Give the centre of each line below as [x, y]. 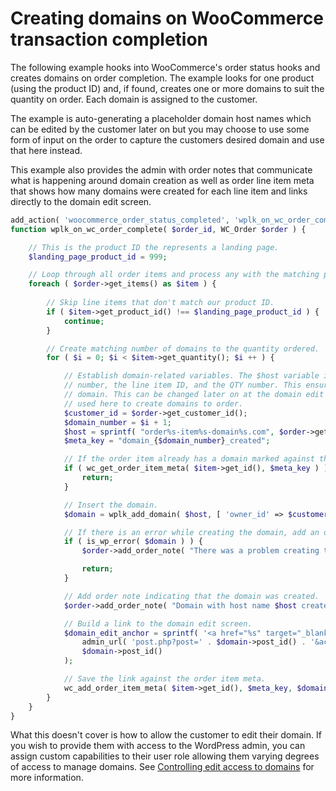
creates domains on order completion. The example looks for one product [162, 78]
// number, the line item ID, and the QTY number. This [182, 385]
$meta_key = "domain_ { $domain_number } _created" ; [167, 441]
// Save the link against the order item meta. [165, 679]
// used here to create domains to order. [153, 403]
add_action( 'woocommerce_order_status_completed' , [120, 220]
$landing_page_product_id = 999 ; [98, 257]
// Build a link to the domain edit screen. [158, 623]
